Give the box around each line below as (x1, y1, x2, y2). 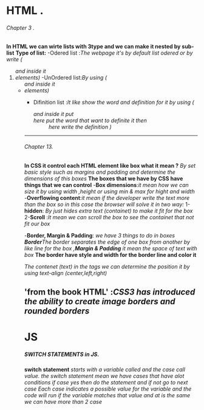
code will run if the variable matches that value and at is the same (24, 392, 191, 399)
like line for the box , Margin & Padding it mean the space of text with (24, 244, 197, 252)
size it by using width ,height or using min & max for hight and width (24, 188, 195, 195)
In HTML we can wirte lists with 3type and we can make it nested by (6, 43, 181, 50)
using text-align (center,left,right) (24, 269, 107, 276)
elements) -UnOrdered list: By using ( (15, 74, 107, 81)
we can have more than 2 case (24, 398, 102, 406)
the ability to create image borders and (24, 296, 175, 307)
